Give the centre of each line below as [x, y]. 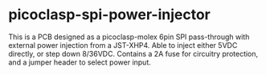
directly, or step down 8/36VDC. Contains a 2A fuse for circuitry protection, [133, 53]
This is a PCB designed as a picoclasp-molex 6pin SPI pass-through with [129, 37]
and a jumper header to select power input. [80, 62]
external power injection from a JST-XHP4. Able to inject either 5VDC [123, 45]
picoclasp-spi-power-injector [109, 15]
